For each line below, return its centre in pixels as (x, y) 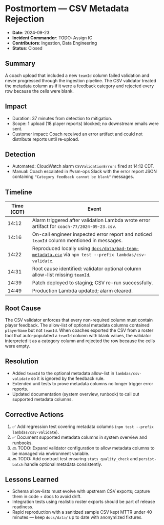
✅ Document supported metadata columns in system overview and (80, 437)
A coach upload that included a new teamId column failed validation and (77, 75)
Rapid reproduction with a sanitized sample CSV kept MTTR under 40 (82, 512)
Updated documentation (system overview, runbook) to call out (76, 394)
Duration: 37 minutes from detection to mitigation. (62, 118)
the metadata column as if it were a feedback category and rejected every (80, 86)
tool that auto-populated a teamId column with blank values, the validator (78, 336)
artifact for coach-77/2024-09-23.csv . (74, 226)
